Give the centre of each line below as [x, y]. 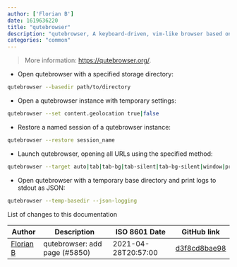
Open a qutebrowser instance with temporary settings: [97, 101]
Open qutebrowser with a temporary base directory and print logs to [117, 180]
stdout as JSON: [41, 188]
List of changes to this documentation [62, 214]
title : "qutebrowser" [39, 27]
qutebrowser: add [73, 244]
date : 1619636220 [33, 21]
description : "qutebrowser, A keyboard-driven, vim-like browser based [115, 34]
